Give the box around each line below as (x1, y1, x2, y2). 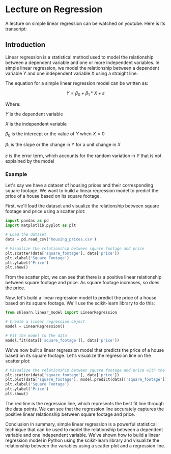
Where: (5, 101, 21, 107)
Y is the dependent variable (5, 111, 63, 117)
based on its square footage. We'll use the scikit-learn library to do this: (5, 300, 155, 306)
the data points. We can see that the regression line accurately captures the (5, 406, 164, 412)
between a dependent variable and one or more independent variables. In (5, 59, 160, 66)
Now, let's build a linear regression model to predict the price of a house (5, 295, 157, 301)
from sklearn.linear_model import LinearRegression (5, 310, 117, 315)
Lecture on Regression (5, 4, 103, 15)
